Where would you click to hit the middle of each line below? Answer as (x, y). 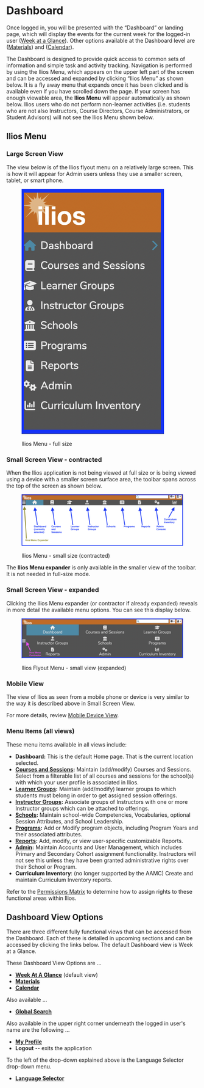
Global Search (33, 1012)
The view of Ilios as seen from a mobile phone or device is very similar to (98, 697)
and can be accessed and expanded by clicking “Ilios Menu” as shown (95, 78)
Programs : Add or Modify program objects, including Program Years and (107, 828)
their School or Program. (46, 867)
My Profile (29, 1042)
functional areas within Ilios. (41, 898)
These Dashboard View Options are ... (54, 963)
